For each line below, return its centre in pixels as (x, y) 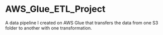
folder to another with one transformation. (49, 28)
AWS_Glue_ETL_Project (55, 9)
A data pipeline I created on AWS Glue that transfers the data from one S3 (82, 23)
